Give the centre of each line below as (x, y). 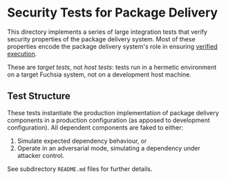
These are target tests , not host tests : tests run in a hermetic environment (112, 67)
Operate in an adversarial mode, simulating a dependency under (109, 148)
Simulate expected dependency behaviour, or (82, 141)
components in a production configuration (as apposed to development (109, 120)
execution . (22, 54)
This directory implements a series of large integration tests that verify (107, 32)
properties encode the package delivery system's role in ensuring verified (112, 46)
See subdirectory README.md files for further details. (80, 169)
